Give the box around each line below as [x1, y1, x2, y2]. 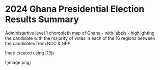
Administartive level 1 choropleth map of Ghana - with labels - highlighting [5, 30, 155, 36]
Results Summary [5, 14, 80, 25]
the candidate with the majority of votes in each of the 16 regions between [5, 35, 156, 41]
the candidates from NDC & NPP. [5, 40, 72, 46]
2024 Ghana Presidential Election [5, 3, 145, 15]
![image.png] [5, 59, 31, 65]
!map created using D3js [5, 50, 55, 56]
